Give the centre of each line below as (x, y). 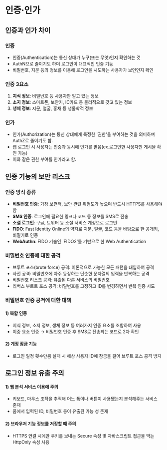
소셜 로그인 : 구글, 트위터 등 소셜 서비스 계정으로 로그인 (65, 223)
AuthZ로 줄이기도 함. (33, 141)
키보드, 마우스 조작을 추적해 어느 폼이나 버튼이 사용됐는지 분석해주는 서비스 (85, 399)
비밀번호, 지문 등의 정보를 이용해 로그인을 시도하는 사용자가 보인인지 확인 (83, 70)
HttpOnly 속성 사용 (31, 442)
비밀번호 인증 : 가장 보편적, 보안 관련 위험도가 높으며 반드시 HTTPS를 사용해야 (87, 204)
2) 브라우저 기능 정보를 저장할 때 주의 (41, 424)
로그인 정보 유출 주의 (35, 373)
